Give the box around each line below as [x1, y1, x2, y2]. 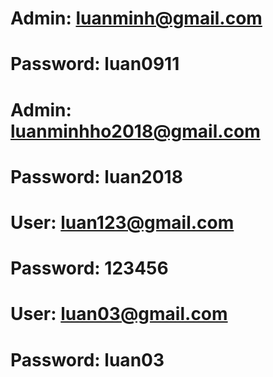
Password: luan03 [10, 348, 165, 371]
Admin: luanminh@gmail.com [10, 7, 263, 30]
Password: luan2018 [10, 165, 183, 188]
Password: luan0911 [10, 53, 180, 76]
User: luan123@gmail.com [10, 211, 235, 234]
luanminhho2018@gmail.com [10, 120, 261, 142]
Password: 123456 [10, 257, 169, 280]
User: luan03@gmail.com [10, 303, 228, 326]
